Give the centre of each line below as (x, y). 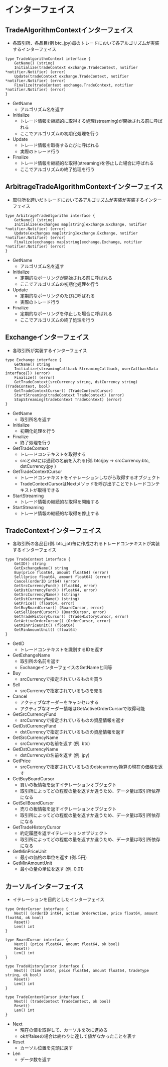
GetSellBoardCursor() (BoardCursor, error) (60, 612)
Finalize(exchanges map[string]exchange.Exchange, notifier (78, 242)
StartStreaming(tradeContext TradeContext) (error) (69, 395)
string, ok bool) (23, 975)
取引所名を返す (35, 419)
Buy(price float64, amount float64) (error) (61, 573)
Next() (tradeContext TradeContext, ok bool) (63, 1002)
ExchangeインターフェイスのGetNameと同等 (66, 668)
